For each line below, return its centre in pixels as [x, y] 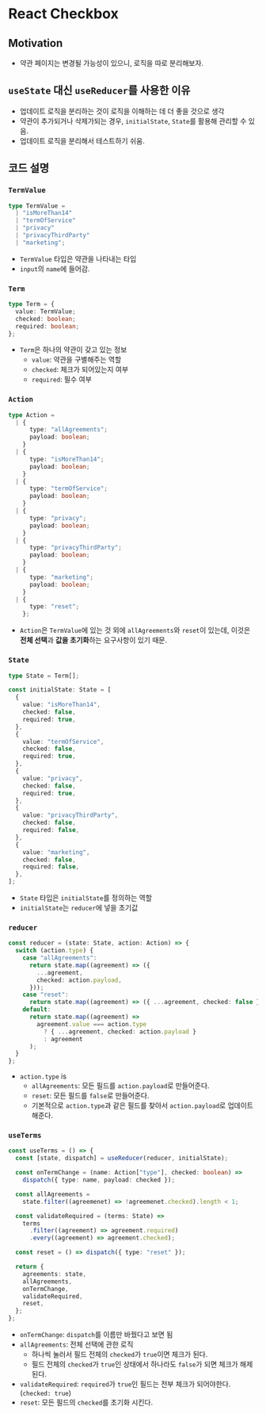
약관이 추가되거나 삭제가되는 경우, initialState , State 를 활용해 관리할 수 [133, 121]
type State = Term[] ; [44, 676]
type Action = [32, 415]
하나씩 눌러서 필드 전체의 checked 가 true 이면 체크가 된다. [120, 1355]
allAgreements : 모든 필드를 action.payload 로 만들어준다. [120, 1086]
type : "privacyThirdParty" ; [76, 548]
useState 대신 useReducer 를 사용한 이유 [99, 91]
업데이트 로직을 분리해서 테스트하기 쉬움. [82, 140]
